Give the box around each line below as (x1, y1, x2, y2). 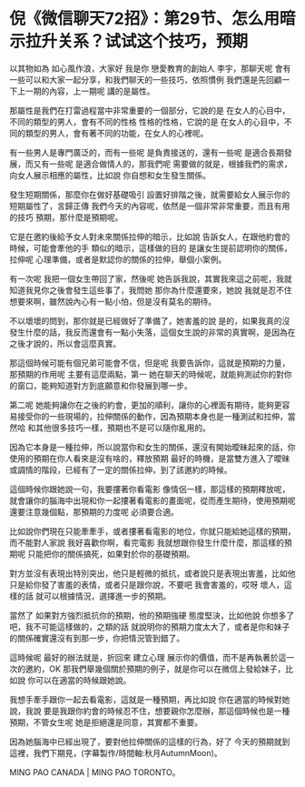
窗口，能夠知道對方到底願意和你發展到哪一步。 (16, 379, 192, 391)
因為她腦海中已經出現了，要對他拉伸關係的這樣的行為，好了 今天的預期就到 (9, 736, 290, 747)
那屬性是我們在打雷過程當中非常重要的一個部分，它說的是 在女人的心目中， (9, 105, 290, 116)
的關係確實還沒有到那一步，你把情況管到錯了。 (9, 632, 184, 643)
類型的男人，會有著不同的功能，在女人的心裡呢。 (25, 127, 209, 138)
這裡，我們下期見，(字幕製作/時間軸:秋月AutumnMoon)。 (9, 747, 222, 758)
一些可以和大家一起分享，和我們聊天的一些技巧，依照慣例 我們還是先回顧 (9, 74, 282, 85)
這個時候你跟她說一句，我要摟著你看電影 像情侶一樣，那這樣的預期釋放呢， (9, 483, 290, 494)
